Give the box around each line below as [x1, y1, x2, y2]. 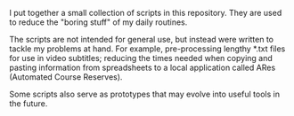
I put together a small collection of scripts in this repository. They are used [9, 8, 282, 18]
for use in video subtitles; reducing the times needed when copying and [9, 53, 274, 63]
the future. [9, 98, 48, 109]
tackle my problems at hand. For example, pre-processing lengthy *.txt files [9, 43, 286, 54]
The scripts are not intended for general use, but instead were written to [9, 35, 274, 44]
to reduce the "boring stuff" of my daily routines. [9, 17, 188, 27]
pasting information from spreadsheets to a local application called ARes [9, 62, 276, 73]
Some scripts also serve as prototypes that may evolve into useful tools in [9, 89, 281, 99]
